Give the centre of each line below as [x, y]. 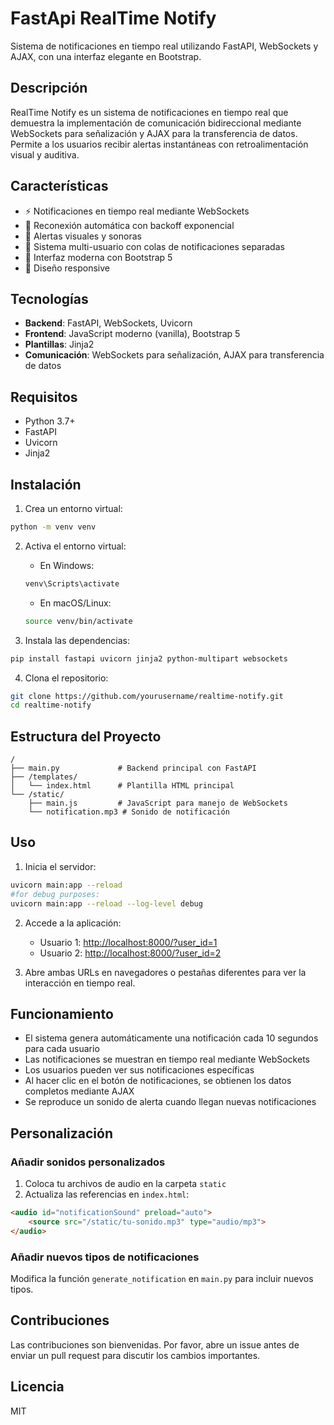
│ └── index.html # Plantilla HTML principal [122, 786]
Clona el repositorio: [66, 678]
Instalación [46, 484]
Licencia [37, 1387]
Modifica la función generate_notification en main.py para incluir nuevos [162, 1278]
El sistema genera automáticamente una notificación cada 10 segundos [171, 1038]
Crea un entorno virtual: [73, 508]
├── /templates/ [44, 777]
